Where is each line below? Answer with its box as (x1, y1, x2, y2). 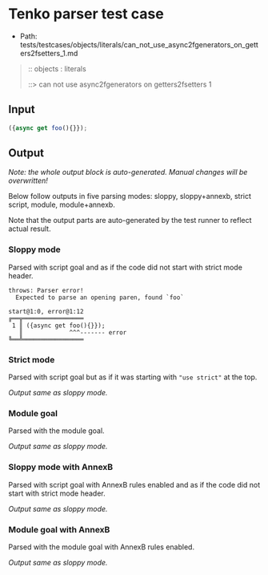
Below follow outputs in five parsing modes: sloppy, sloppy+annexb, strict (8, 192, 252, 201)
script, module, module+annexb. (8, 200, 116, 209)
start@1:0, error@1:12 (8, 307, 84, 315)
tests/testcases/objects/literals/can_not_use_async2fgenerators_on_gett (19, 39, 258, 49)
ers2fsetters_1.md (19, 48, 78, 58)
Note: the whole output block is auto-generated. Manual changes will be (8, 168, 248, 177)
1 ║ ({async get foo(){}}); (11, 322, 106, 330)
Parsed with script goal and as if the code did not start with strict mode (8, 262, 242, 272)
